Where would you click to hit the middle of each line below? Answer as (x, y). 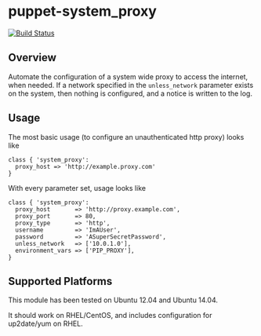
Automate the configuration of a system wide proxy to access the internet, (128, 76)
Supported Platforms (60, 281)
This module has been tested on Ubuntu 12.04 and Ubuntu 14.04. (113, 300)
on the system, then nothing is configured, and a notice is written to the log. (130, 93)
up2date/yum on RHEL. (46, 323)
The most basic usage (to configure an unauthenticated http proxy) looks (126, 137)
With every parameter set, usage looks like (77, 188)
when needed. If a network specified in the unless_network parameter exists (131, 85)
